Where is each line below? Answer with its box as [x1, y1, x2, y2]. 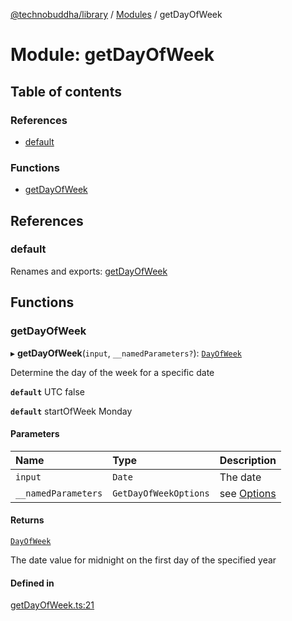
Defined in [10, 577, 55, 589]
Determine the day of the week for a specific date [10, 366, 215, 378]
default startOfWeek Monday [10, 405, 133, 417]
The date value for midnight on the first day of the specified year [10, 554, 277, 566]
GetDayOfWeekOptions [112, 487, 210, 499]
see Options [219, 486, 277, 500]
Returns [10, 514, 45, 526]
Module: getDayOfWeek [10, 44, 215, 66]
